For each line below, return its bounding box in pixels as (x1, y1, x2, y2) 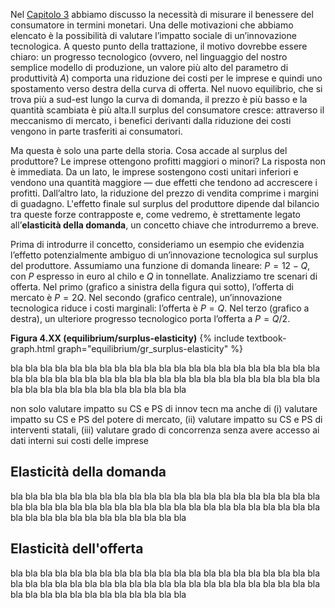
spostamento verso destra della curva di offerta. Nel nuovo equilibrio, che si (10, 83, 323, 94)
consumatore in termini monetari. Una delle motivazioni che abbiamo (10, 19, 294, 31)
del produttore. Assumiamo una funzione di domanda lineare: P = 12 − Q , (10, 260, 311, 271)
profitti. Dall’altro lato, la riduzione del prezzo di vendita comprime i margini (10, 187, 319, 199)
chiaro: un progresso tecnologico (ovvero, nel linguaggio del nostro (10, 51, 288, 63)
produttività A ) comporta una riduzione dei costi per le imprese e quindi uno (10, 72, 323, 84)
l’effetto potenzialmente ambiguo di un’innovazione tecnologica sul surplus (10, 249, 319, 261)
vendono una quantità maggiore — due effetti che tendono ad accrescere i (10, 177, 318, 188)
